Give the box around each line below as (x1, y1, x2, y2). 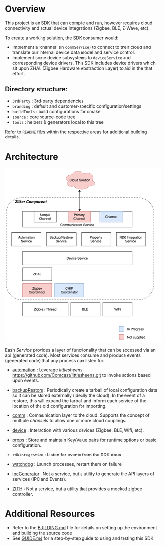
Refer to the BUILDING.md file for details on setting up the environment (12, 524, 157, 530)
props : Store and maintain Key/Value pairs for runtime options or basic (12, 437, 157, 443)
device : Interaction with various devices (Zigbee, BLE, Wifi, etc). (12, 427, 144, 433)
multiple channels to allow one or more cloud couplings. (12, 417, 127, 423)
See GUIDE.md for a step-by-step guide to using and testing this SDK (12, 535, 154, 541)
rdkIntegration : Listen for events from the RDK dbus (12, 452, 121, 457)
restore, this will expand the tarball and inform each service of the (12, 397, 147, 404)
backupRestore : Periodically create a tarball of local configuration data (12, 387, 158, 393)
